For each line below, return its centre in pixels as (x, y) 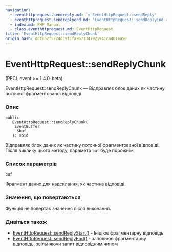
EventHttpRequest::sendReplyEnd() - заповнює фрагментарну (80, 238)
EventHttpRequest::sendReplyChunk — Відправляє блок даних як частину (85, 88)
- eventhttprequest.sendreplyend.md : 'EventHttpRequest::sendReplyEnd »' (90, 20)
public (12, 118)
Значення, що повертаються (43, 197)
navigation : (18, 10)
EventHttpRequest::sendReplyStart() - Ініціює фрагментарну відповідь (88, 233)
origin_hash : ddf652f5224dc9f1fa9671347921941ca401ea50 (66, 39)
